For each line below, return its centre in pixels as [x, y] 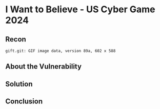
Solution [19, 84]
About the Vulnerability [44, 67]
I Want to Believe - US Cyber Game [80, 9]
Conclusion [24, 102]
